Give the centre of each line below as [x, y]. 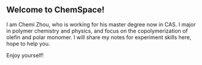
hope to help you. [28, 43]
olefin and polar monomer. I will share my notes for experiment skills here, [99, 37]
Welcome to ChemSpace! [55, 10]
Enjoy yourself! [25, 55]
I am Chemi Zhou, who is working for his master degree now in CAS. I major [101, 24]
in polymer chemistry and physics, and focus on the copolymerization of [97, 31]
